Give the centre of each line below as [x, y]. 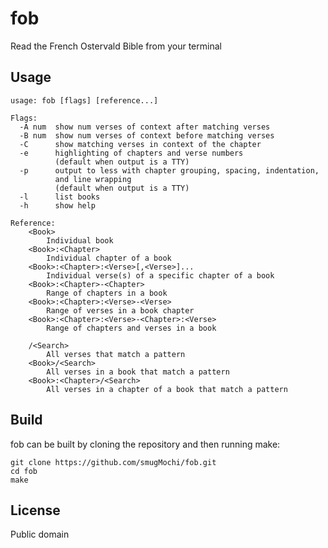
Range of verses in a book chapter [120, 310]
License [35, 510]
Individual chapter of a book [109, 258]
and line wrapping [93, 179]
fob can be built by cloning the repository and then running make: [145, 444]
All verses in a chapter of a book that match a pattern [167, 389]
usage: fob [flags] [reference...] [84, 100]
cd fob [24, 471]
